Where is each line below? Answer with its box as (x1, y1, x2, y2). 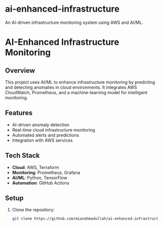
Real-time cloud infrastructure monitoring (12, 127, 95, 132)
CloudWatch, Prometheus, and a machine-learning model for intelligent (5, 89, 147, 95)
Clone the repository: (12, 207, 55, 213)
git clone (12, 216, 33, 221)
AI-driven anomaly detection (12, 122, 70, 128)
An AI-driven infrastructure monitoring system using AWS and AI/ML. (5, 19, 144, 25)
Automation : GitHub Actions (12, 180, 70, 186)
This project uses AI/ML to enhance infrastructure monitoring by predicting (5, 79, 155, 85)
